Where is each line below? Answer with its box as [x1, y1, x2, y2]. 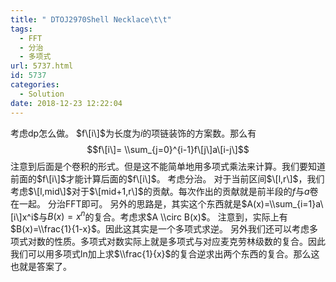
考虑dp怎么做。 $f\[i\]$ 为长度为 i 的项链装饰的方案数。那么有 [10, 127, 257, 139]
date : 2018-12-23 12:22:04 [10, 98, 123, 108]
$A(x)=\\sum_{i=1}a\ [241, 197, 324, 210]
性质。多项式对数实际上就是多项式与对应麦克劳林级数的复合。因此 [53, 236, 326, 248]
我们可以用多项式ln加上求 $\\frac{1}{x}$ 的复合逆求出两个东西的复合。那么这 [10, 248, 320, 260]
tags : [10, 24, 33, 34]
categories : [10, 80, 60, 90]
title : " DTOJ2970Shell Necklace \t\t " [10, 14, 172, 25]
